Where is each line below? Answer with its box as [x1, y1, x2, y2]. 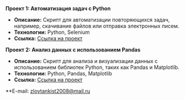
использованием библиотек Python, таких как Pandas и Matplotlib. [13, 64, 180, 71]
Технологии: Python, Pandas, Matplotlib [13, 70, 112, 77]
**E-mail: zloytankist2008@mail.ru [5, 88, 90, 94]
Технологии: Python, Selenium [13, 29, 90, 36]
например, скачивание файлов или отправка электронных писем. [13, 23, 179, 29]
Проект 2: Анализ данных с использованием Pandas [5, 46, 141, 53]
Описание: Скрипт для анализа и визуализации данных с [13, 58, 158, 64]
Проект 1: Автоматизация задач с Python [5, 5, 111, 12]
